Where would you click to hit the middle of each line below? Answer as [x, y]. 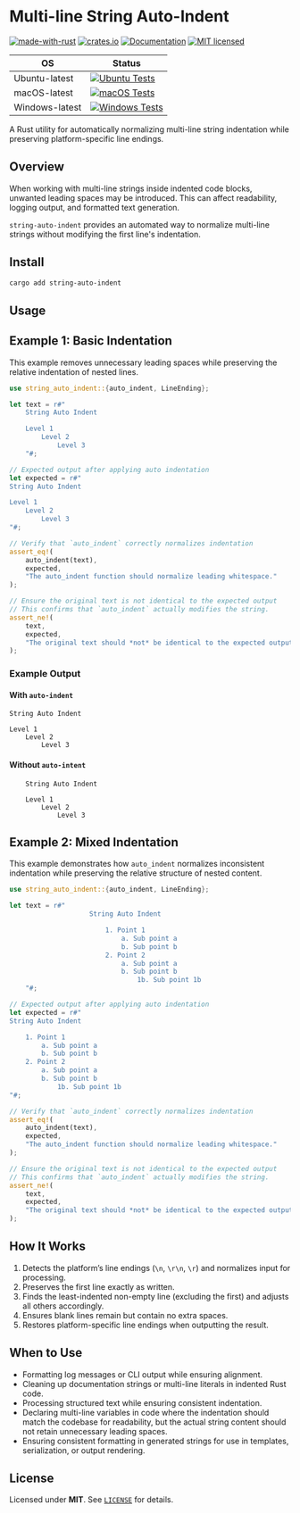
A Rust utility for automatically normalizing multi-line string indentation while [150, 129]
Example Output [45, 674]
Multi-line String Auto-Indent [119, 17]
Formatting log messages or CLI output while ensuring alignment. [142, 1374]
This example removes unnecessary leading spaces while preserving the [143, 362]
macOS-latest [43, 93]
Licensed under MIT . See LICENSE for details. [92, 1500]
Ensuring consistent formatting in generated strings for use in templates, [155, 1441]
